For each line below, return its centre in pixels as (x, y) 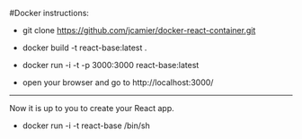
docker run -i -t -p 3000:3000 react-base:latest (111, 65)
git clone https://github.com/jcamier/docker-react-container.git (139, 30)
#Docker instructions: (49, 13)
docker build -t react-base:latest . (84, 48)
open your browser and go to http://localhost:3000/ (118, 83)
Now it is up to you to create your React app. (92, 108)
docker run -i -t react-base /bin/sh (86, 126)
